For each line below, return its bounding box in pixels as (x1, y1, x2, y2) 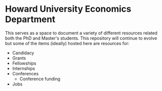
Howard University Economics (5, 3, 132, 15)
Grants (12, 55, 26, 61)
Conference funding (19, 76, 60, 82)
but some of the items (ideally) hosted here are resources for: (5, 40, 130, 46)
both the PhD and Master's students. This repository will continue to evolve (5, 35, 157, 41)
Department (5, 14, 55, 25)
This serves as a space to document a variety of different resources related (5, 30, 158, 36)
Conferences (12, 70, 39, 76)
